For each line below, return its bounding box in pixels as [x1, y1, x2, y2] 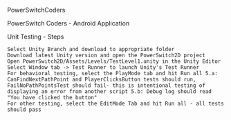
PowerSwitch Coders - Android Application [7, 19, 130, 27]
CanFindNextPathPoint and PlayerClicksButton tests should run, [7, 76, 196, 83]
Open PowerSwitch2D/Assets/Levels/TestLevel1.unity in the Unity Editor [7, 58, 221, 65]
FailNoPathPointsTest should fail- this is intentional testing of [7, 82, 206, 89]
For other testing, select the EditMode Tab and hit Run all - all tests [7, 100, 225, 107]
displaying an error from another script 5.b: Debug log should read [7, 88, 212, 95]
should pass [7, 106, 41, 113]
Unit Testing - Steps [7, 32, 64, 41]
